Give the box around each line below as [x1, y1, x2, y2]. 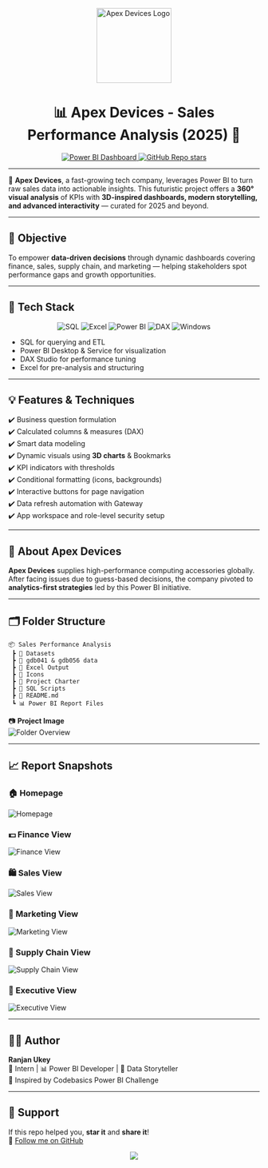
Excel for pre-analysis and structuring [19, 362, 144, 372]
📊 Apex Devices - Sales [53, 104, 215, 122]
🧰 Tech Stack [8, 301, 75, 314]
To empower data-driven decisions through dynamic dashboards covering [8, 253, 255, 262]
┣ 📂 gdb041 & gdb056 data [11, 656, 98, 664]
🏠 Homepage [8, 787, 64, 799]
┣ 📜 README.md [11, 692, 59, 700]
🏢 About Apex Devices [8, 544, 122, 558]
